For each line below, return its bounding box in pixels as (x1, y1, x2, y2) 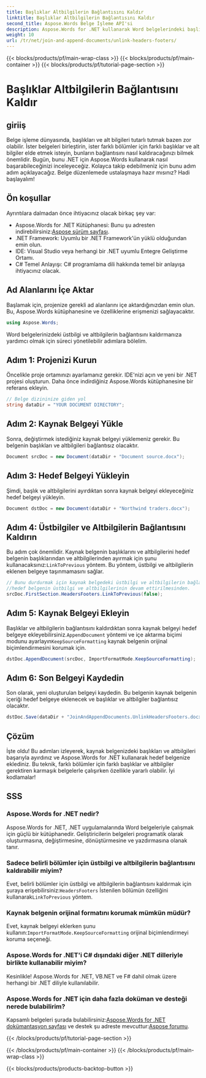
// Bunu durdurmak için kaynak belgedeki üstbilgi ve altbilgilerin (6, 580, 185, 586)
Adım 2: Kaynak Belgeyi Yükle (6, 419, 124, 429)
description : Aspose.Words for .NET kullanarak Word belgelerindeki (6, 26, 185, 33)
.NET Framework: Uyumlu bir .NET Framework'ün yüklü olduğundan (15, 234, 187, 241)
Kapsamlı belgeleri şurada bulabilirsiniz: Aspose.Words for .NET (6, 1016, 166, 1023)
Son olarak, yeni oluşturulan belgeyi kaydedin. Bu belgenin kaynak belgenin (6, 689, 197, 697)
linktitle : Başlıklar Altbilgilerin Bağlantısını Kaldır (6, 15, 155, 21)
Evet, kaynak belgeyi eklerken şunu (6, 923, 96, 930)
